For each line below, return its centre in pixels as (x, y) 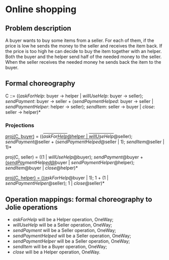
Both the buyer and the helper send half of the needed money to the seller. (83, 57)
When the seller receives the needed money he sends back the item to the (83, 62)
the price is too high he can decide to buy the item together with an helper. (83, 51)
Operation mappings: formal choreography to (79, 199)
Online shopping (41, 9)
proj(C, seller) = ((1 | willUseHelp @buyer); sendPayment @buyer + (74, 157)
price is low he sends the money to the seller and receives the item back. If (84, 46)
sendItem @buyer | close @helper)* (41, 168)
